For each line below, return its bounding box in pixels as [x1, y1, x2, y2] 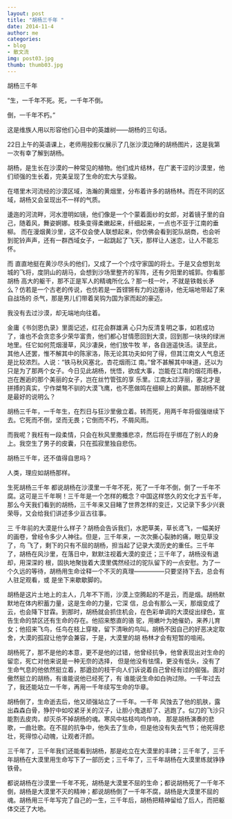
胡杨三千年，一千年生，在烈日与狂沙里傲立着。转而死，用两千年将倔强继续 [7, 407, 219, 415]
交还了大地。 [12, 804, 50, 813]
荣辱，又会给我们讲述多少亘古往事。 [7, 509, 110, 517]
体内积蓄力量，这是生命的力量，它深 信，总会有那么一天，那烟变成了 [25, 599, 221, 607]
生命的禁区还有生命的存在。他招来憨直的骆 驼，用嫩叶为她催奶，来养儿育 [12, 616, 221, 624]
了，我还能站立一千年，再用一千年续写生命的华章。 [7, 682, 153, 691]
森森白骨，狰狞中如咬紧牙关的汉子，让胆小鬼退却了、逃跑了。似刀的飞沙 [12, 706, 219, 714]
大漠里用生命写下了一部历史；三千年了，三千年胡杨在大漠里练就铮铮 [30, 755, 225, 764]
